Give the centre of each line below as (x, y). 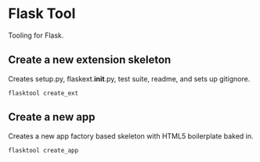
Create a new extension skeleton (90, 60)
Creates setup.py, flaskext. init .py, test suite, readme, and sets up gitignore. (129, 78)
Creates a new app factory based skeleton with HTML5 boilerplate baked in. (131, 136)
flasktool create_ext (43, 93)
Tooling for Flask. (36, 35)
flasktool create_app (43, 150)
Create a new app (52, 117)
